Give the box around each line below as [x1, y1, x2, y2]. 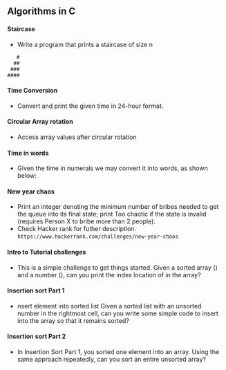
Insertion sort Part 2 [7, 332, 66, 341]
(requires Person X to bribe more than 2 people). [17, 217, 156, 225]
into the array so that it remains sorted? [17, 316, 130, 324]
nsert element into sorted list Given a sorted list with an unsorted [17, 302, 202, 310]
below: [17, 172, 37, 180]
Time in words [7, 149, 49, 157]
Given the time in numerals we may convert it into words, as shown [17, 164, 209, 172]
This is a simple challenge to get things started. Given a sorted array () [17, 263, 218, 272]
